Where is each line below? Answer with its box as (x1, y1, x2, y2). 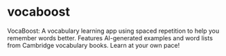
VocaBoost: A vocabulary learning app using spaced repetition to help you (7, 27, 220, 35)
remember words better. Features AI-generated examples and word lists (7, 33, 214, 42)
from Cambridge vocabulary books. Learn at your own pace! (7, 41, 180, 49)
